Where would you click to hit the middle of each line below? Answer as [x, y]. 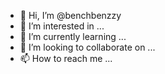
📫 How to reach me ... [66, 58]
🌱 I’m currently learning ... [73, 36]
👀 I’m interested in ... [62, 26]
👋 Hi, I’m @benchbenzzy [70, 15]
